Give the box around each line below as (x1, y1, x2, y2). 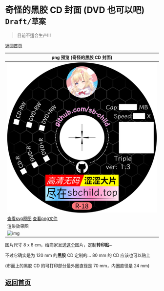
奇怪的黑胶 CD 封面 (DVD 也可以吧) (5, 4, 145, 16)
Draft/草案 (5, 17, 46, 26)
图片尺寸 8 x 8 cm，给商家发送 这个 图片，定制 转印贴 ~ (5, 241, 112, 248)
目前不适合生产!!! (17, 32, 51, 38)
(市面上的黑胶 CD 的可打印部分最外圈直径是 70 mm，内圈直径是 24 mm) (5, 263, 150, 268)
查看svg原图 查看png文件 (7, 215, 58, 221)
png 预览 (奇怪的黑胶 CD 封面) (51, 54, 113, 60)
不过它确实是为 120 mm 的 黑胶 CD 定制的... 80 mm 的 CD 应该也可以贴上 (5, 252, 150, 258)
